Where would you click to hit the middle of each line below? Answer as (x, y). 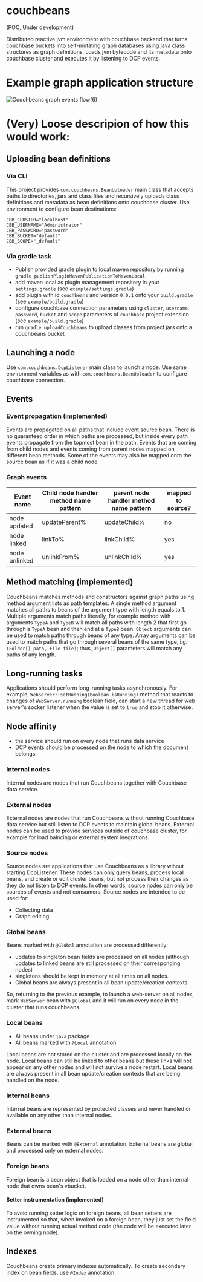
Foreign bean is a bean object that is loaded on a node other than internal (98, 1179)
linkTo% (53, 539)
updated (21, 526)
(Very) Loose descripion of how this (98, 124)
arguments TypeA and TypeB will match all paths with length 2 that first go (97, 622)
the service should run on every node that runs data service (89, 741)
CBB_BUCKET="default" (34, 236)
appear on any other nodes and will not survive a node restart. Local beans (100, 1067)
